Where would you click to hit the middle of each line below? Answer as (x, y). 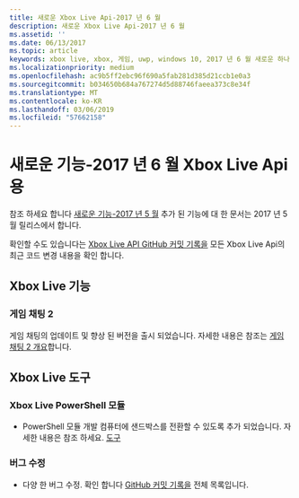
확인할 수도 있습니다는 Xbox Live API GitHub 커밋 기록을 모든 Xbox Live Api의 (147, 244)
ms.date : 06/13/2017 (48, 43)
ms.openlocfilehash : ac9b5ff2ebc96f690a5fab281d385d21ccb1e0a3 (130, 76)
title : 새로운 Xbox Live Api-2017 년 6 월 (85, 17)
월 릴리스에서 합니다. (45, 225)
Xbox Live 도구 (50, 378)
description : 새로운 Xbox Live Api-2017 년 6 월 (97, 26)
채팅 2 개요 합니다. (40, 346)
